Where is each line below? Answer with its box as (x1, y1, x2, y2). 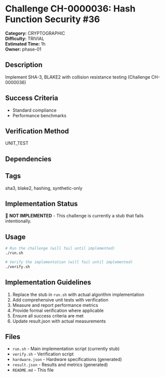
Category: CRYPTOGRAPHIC (5, 30, 65, 36)
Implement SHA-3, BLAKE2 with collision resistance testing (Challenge (5, 74, 150, 80)
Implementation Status (5, 199, 78, 208)
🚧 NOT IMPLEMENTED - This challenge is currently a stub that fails (5, 213, 144, 219)
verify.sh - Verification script (12, 351, 74, 357)
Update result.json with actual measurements (12, 318, 106, 324)
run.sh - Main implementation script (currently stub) (12, 346, 120, 352)
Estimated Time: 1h (5, 41, 46, 47)
